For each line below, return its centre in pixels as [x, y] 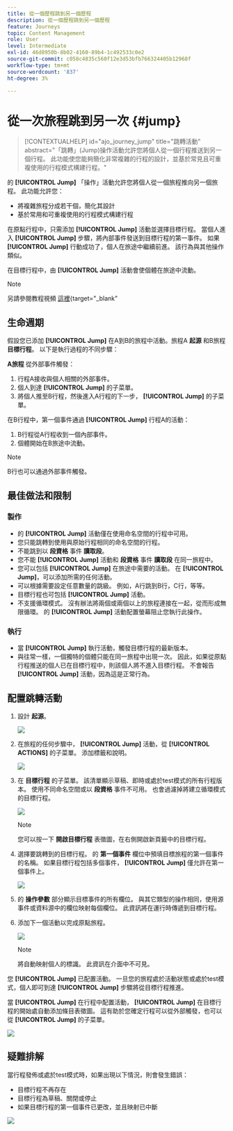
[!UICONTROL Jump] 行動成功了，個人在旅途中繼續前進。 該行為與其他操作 [116, 247]
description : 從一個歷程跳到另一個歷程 [58, 20]
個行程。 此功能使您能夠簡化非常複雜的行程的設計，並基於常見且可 [120, 159]
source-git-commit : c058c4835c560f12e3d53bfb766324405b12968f [99, 59]
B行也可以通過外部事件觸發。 [49, 472]
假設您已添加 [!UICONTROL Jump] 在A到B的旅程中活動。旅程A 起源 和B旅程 [116, 341]
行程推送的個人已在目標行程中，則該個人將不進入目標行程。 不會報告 [115, 666]
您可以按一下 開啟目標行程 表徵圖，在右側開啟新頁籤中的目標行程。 [113, 839]
